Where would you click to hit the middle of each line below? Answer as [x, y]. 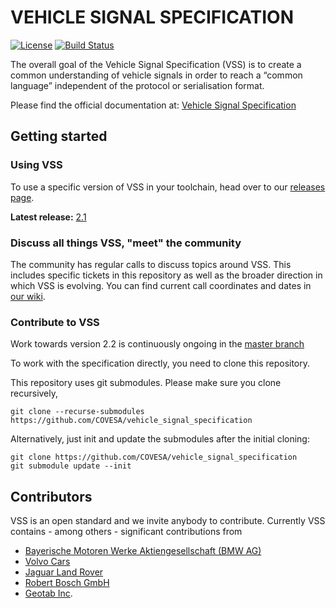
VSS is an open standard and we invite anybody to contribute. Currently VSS [168, 521]
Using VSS [36, 165]
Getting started [59, 136]
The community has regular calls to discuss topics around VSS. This [151, 264]
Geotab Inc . [48, 593]
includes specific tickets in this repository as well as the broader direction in [166, 275]
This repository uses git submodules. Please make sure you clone [146, 383]
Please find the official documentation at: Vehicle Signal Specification [153, 105]
